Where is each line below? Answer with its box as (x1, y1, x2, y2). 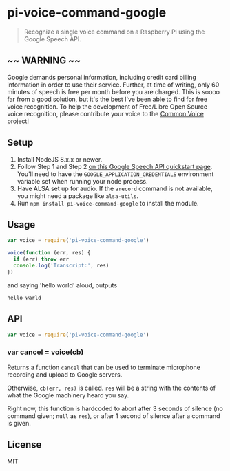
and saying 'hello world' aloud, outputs (7, 281, 118, 289)
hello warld (7, 294, 41, 301)
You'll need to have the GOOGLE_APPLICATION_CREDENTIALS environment (17, 170, 214, 178)
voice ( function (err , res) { (7, 250, 91, 256)
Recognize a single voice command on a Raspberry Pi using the (23, 28, 205, 36)
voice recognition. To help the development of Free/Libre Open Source (7, 102, 208, 111)
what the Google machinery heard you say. (7, 391, 129, 399)
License (7, 439, 42, 451)
